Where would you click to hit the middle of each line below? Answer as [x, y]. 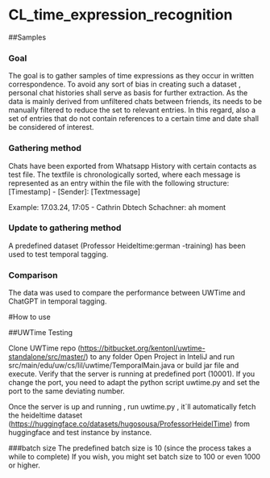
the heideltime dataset [46, 415]
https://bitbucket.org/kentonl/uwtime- [143, 348]
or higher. [24, 465]
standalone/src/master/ [47, 357]
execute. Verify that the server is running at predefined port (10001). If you [132, 374]
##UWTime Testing [41, 333]
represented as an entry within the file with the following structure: [119, 182]
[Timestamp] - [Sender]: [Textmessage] [75, 191]
